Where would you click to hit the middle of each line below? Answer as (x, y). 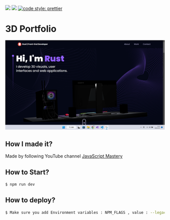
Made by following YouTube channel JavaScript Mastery (64, 156)
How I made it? (29, 144)
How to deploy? (30, 200)
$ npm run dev (20, 185)
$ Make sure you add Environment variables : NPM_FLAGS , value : (77, 212)
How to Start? (27, 172)
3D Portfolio (31, 29)
